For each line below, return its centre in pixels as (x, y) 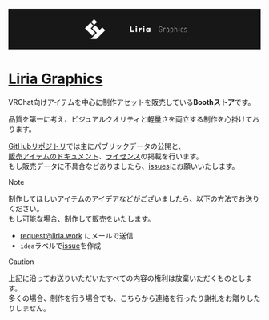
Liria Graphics (56, 79)
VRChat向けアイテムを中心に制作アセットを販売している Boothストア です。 (132, 102)
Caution (21, 262)
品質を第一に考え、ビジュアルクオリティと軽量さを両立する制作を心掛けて (130, 119)
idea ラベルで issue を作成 (60, 246)
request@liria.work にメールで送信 (76, 236)
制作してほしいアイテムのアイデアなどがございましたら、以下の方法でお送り (134, 199)
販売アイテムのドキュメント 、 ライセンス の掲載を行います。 (106, 156)
